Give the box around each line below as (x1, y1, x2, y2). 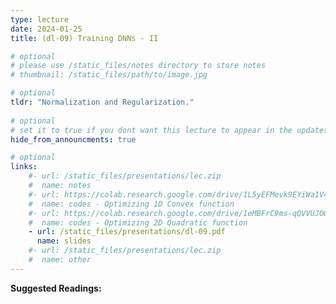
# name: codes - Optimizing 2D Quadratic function (28, 217, 248, 228)
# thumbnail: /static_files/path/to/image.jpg (10, 70, 208, 80)
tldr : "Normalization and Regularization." (10, 97, 195, 107)
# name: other (28, 255, 92, 265)
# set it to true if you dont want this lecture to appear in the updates (10, 125, 329, 135)
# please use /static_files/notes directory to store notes (10, 61, 267, 71)
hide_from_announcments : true (10, 134, 137, 145)
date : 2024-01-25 (10, 24, 83, 34)
